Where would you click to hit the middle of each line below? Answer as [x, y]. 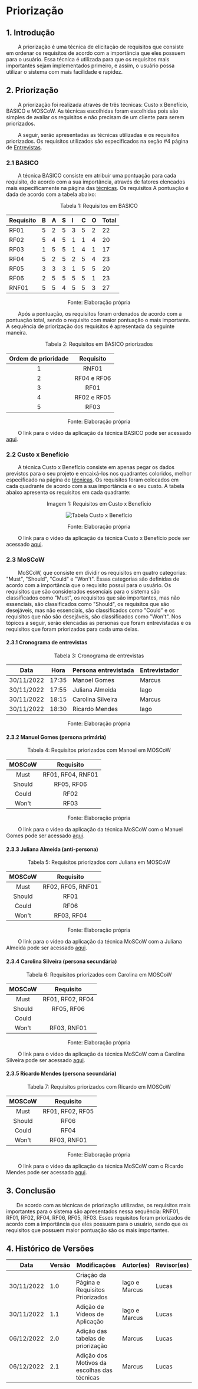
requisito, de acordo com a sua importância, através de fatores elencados [96, 182]
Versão [60, 1265]
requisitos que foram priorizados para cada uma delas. [73, 629]
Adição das [91, 1331]
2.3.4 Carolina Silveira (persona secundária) [62, 961]
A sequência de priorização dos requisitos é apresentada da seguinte [90, 326]
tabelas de [90, 1339]
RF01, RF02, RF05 [68, 1111]
